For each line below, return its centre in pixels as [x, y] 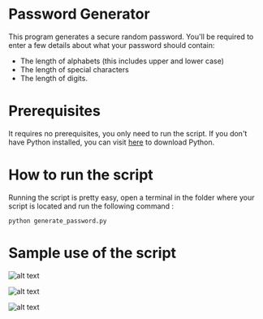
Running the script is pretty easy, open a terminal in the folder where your [131, 197]
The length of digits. [54, 78]
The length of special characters [75, 69]
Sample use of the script [93, 253]
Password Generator [79, 14]
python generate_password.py [58, 221]
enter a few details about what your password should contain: [112, 45]
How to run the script [81, 175]
